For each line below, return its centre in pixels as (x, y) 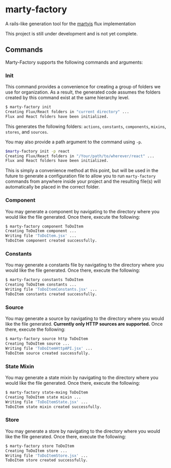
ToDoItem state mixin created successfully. (54, 407)
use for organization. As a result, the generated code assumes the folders (83, 92)
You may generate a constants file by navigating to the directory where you (84, 265)
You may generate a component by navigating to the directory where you (82, 211)
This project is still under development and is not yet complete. (72, 33)
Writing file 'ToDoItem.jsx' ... (41, 236)
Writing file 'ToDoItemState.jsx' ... (47, 402)
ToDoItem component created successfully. (51, 241)
